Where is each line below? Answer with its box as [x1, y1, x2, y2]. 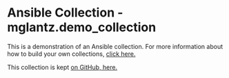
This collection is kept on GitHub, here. [7, 63, 118, 71]
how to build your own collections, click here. [7, 50, 136, 58]
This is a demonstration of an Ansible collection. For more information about [7, 42, 223, 50]
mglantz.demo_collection [7, 19, 157, 35]
